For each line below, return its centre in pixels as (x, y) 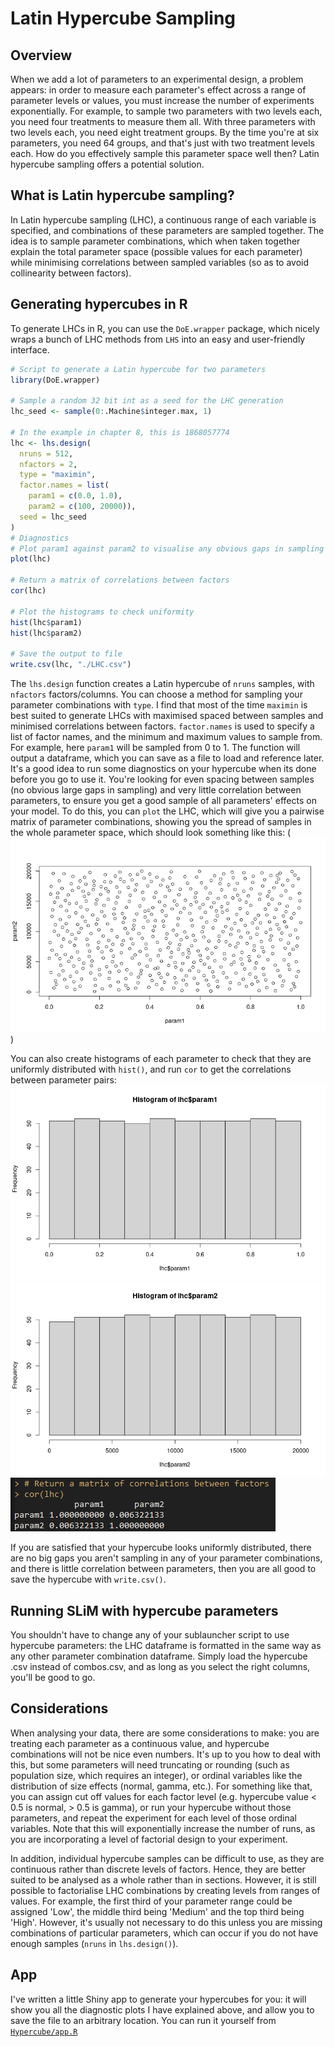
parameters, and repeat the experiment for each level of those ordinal (153, 1818)
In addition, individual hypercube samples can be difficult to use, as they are (167, 1858)
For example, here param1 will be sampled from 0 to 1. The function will (155, 747)
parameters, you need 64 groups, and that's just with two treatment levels (162, 143)
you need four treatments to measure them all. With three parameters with (163, 121)
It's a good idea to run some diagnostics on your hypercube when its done (163, 768)
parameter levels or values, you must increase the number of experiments (162, 100)
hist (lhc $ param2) (46, 633)
